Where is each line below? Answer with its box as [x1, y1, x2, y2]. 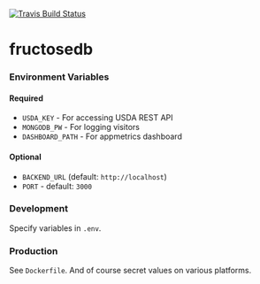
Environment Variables [9, 71, 110, 83]
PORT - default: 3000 [21, 180, 93, 191]
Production [9, 244, 58, 257]
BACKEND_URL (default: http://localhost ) [21, 171, 168, 181]
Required [9, 93, 44, 104]
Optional [9, 151, 42, 162]
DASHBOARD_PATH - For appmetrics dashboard [21, 131, 183, 142]
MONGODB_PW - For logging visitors [21, 122, 140, 133]
